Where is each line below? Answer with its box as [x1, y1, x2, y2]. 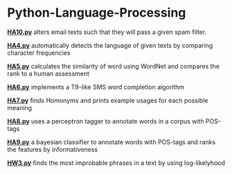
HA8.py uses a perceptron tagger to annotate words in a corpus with [7, 116, 204, 125]
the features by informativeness [7, 145, 98, 153]
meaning [7, 103, 33, 112]
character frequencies [7, 49, 71, 57]
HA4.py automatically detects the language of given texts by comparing [7, 41, 213, 49]
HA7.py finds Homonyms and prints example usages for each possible [7, 96, 208, 105]
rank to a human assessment [7, 69, 90, 78]
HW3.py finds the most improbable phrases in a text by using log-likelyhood [7, 158, 226, 167]
